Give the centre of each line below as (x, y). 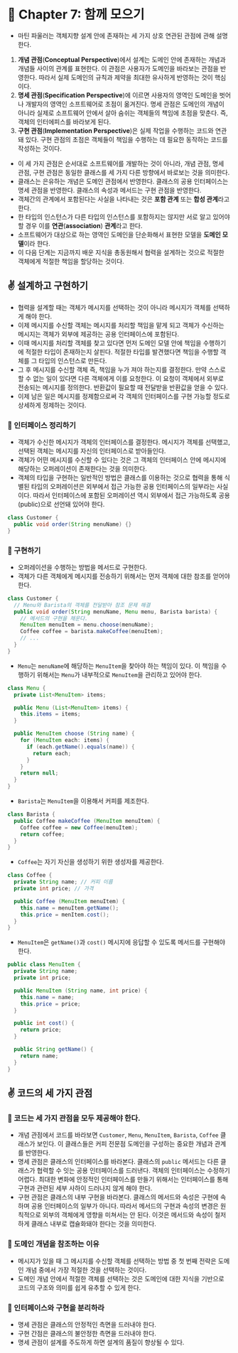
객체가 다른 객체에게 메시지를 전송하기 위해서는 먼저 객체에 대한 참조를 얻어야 (124, 576)
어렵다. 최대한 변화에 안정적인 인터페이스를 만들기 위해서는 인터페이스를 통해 (123, 1180)
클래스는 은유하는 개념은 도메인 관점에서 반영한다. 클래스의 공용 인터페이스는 (123, 181)
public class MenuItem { (44, 965)
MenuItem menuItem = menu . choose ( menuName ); (87, 625)
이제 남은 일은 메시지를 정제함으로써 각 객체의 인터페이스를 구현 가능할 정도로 (124, 396)
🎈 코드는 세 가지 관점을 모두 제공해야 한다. (74, 1118)
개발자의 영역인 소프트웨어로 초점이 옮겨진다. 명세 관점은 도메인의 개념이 (125, 104)
